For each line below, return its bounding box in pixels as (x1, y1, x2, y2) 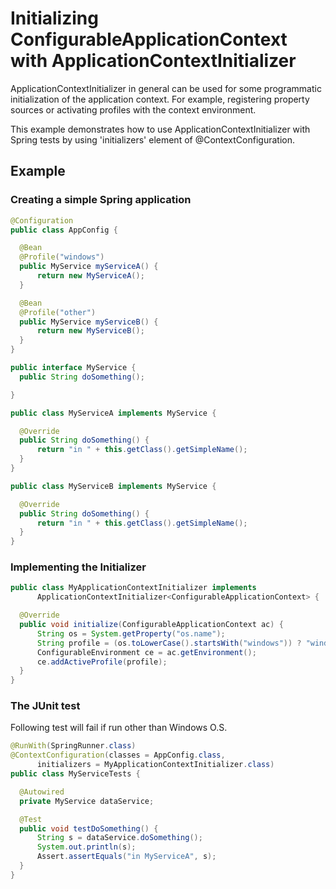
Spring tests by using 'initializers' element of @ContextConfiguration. (10, 133, 295, 146)
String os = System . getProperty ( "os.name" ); (36, 628, 226, 639)
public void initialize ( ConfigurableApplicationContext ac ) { (19, 620, 284, 630)
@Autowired (19, 787, 65, 797)
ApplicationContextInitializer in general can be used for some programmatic (10, 82, 322, 94)
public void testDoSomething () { (19, 823, 159, 834)
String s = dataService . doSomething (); (36, 833, 203, 843)
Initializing (10, 7, 99, 30)
